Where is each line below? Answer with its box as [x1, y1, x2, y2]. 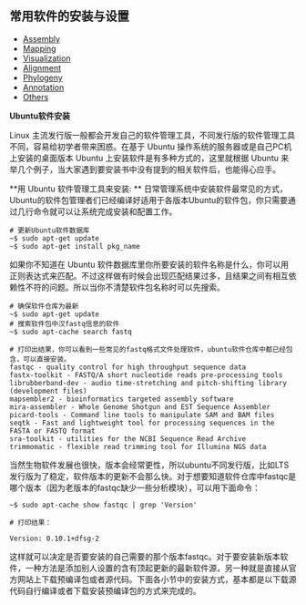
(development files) [9, 386, 88, 395]
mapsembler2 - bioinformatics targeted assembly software [9, 395, 234, 404]
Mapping [22, 43, 56, 54]
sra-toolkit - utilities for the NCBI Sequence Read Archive [9, 434, 247, 444]
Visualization [22, 53, 71, 64]
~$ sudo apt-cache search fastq [9, 327, 132, 336]
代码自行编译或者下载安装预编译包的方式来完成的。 [9, 585, 201, 596]
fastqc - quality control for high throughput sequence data [9, 363, 247, 372]
